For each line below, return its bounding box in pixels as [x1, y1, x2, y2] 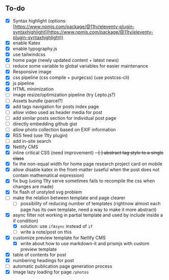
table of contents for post [12, 251, 66, 257]
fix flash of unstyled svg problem [12, 189, 83, 195]
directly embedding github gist [12, 120, 78, 127]
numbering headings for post [12, 257, 74, 263]
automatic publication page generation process [12, 263, 112, 269]
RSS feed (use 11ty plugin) [12, 132, 68, 138]
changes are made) [12, 184, 54, 190]
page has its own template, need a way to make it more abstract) [20, 206, 157, 212]
